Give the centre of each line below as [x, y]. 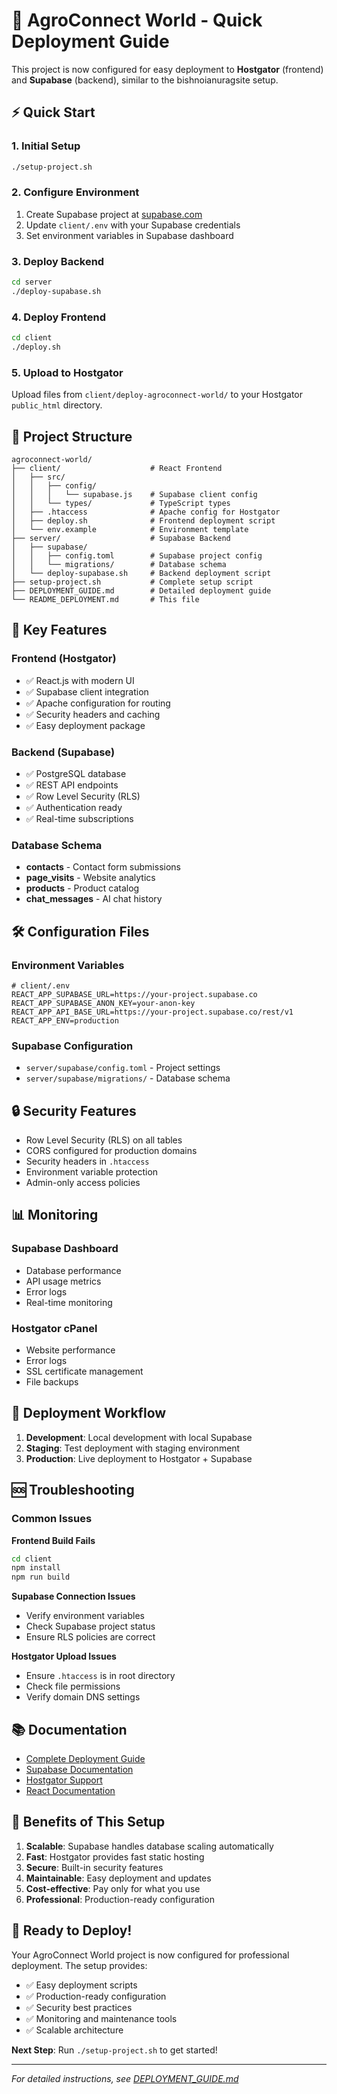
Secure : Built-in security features [94, 1867]
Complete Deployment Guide [85, 1758]
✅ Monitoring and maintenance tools [101, 2018]
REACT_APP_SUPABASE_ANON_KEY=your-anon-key [103, 1003]
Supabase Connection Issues [73, 1596]
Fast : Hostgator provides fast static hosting [115, 1856]
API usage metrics [63, 1281]
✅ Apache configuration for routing [98, 703]
